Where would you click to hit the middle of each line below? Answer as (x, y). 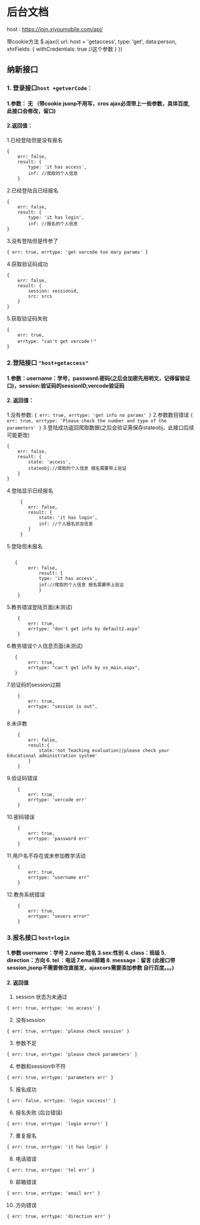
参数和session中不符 (40, 1066)
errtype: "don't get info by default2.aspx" (84, 629)
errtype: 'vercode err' (57, 800)
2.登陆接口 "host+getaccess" (48, 363)
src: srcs (40, 296)
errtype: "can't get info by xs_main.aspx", (84, 667)
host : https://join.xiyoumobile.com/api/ (55, 29)
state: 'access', (49, 462)
